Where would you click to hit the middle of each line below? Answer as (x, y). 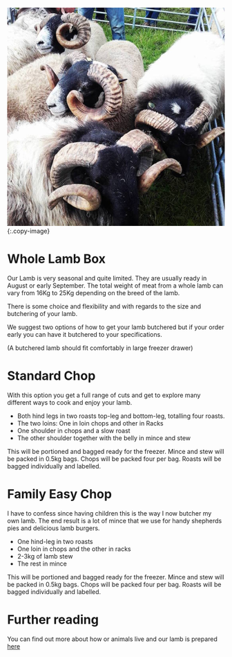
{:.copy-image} (29, 231)
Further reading (53, 620)
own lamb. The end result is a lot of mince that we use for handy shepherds (115, 520)
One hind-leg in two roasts (55, 541)
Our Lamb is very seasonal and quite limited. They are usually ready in (107, 278)
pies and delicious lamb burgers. (54, 528)
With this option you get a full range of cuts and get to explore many (104, 395)
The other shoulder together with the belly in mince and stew (104, 438)
